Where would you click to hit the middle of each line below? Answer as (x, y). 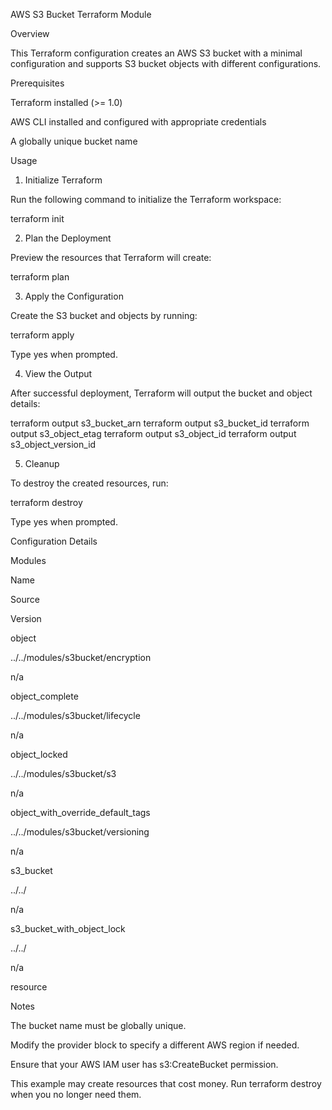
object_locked (39, 754)
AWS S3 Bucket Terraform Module (81, 14)
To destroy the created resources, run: (89, 483)
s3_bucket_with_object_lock (68, 928)
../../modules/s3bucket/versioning (80, 832)
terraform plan (40, 277)
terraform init (37, 218)
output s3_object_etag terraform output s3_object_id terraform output (153, 433)
